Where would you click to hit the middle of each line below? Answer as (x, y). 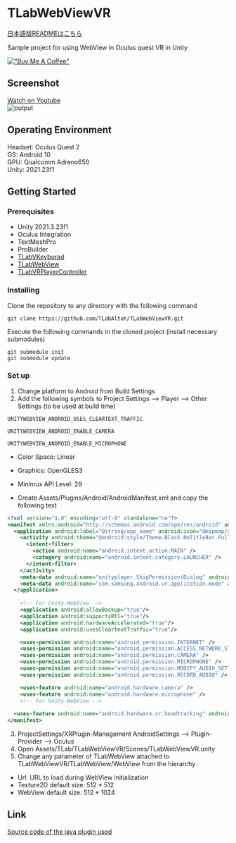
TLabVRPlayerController (52, 272)
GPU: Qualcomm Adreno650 (48, 162)
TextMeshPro (37, 242)
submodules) (26, 339)
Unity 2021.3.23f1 (43, 227)
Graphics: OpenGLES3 (50, 470)
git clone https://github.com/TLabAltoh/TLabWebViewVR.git (96, 319)
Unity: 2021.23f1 (31, 169)
